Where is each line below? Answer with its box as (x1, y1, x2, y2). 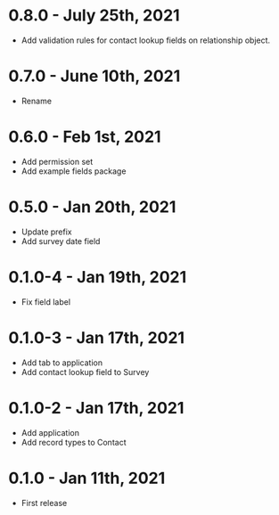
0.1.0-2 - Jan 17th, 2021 (8, 397, 185, 418)
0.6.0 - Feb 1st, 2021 (8, 127, 161, 147)
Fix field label (21, 296, 71, 307)
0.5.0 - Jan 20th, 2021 (8, 197, 176, 217)
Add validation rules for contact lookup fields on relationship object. (21, 35, 271, 45)
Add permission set (21, 156, 94, 167)
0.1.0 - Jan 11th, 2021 (8, 468, 166, 488)
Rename (21, 95, 53, 106)
